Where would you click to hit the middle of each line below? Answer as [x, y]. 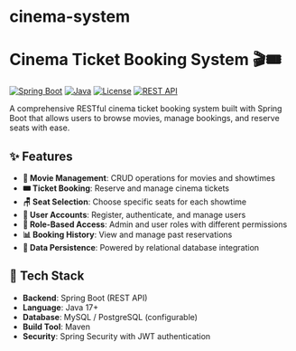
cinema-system [70, 17]
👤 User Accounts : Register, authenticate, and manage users [134, 214]
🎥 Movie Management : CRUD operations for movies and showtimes [148, 177]
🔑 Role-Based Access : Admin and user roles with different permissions [155, 224]
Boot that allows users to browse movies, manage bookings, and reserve [144, 119]
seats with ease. [40, 128]
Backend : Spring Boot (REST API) [85, 298]
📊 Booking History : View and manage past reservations [127, 234]
